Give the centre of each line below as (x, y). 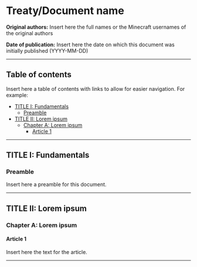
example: (17, 95)
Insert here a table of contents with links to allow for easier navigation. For (96, 88)
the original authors (30, 33)
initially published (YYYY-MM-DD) (47, 50)
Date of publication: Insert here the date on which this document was (90, 44)
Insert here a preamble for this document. (56, 184)
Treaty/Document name (65, 11)
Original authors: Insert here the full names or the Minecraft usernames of (96, 27)
